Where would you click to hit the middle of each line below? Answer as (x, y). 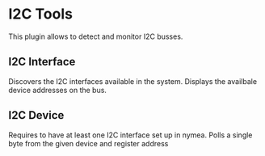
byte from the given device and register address (88, 143)
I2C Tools (40, 14)
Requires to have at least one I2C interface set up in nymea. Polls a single (130, 135)
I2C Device (36, 115)
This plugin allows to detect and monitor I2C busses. (96, 36)
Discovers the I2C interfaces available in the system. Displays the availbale (132, 81)
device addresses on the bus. (58, 90)
